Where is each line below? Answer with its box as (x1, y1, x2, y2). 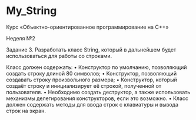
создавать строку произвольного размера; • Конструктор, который (6, 76, 178, 83)
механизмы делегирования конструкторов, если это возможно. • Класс (6, 95, 189, 102)
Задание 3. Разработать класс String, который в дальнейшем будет (6, 46, 177, 53)
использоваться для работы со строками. (6, 52, 112, 59)
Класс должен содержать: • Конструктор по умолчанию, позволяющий (6, 63, 187, 71)
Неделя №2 (6, 35, 35, 42)
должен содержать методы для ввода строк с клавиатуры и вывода (6, 101, 178, 108)
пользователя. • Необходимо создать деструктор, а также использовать (6, 88, 191, 95)
